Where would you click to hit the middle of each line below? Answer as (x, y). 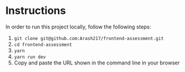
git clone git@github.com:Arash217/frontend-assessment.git (89, 38)
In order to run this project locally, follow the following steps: (78, 27)
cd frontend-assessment (43, 45)
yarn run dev (30, 57)
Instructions (36, 11)
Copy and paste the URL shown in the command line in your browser (97, 63)
